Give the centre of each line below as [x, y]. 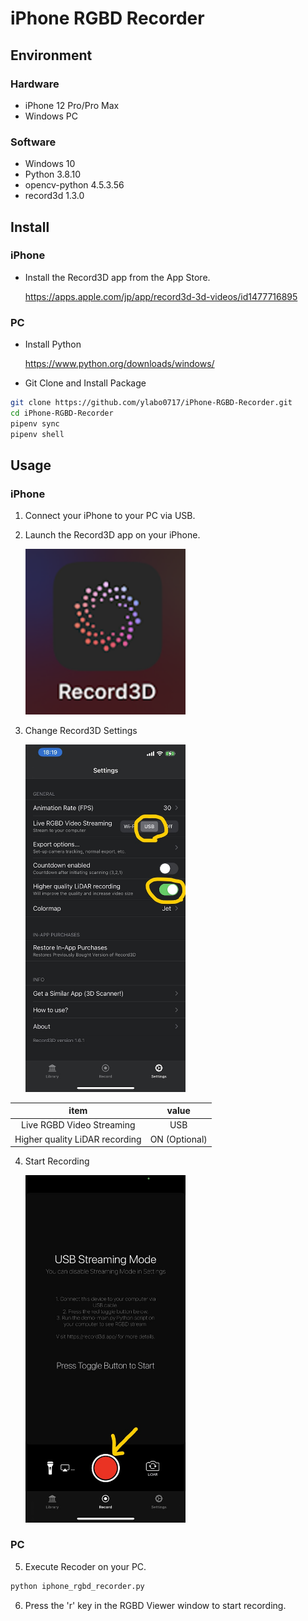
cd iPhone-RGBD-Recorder [62, 413]
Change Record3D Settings [81, 731]
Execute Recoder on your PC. [85, 1566]
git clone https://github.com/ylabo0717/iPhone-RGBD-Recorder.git [151, 403]
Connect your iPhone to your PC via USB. [110, 516]
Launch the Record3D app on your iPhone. [112, 535]
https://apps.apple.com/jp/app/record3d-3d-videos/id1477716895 [161, 296]
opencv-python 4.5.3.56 [74, 185]
